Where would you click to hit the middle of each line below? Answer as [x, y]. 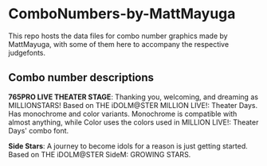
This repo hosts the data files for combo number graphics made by [118, 36]
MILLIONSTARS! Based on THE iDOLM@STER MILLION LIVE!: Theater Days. [133, 105]
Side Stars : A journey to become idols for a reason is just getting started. [128, 146]
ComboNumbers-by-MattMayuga [122, 14]
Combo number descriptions [81, 77]
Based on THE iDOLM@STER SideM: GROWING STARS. [100, 154]
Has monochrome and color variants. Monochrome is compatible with [123, 114]
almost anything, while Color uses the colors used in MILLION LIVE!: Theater [133, 122]
